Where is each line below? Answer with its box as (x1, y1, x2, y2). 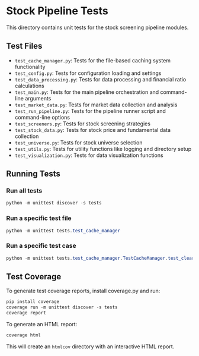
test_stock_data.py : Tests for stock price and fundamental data (14, 126, 171, 133)
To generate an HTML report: (6, 321, 78, 328)
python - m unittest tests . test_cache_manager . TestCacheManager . (6, 255, 168, 261)
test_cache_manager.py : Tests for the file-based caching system (14, 56, 171, 64)
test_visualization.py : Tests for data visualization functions (14, 152, 164, 159)
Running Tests (6, 169, 60, 179)
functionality (14, 63, 46, 70)
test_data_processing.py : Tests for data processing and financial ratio (14, 75, 187, 83)
